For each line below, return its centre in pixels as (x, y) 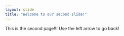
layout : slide (20, 10)
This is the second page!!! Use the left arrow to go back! (62, 28)
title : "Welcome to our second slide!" (46, 14)
